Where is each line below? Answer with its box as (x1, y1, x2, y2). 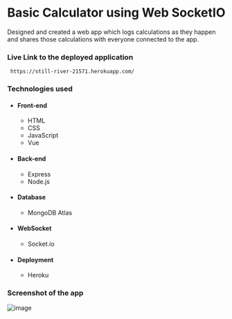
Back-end (17, 154, 46, 163)
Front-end (17, 101, 47, 109)
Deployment (17, 255, 54, 264)
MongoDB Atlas (27, 208, 73, 217)
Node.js (27, 177, 51, 185)
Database (17, 193, 46, 201)
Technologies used (7, 84, 73, 94)
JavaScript (27, 131, 59, 140)
